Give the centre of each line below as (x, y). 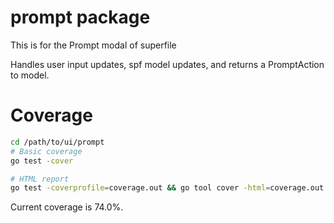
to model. (30, 75)
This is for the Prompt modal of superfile (93, 45)
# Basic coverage (46, 151)
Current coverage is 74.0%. (67, 207)
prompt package (80, 17)
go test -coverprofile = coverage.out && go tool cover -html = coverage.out (167, 188)
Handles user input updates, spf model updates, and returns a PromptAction (167, 64)
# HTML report (40, 179)
